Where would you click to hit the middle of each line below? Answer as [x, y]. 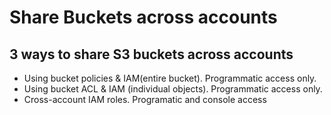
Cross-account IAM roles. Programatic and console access [145, 99]
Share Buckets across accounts [143, 17]
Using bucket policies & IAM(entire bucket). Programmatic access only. [170, 78]
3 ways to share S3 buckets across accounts [151, 54]
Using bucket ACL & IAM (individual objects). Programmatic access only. [173, 89]
